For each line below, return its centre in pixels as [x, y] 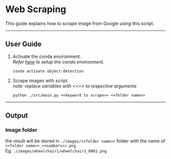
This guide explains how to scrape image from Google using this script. [80, 23]
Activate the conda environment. [47, 56]
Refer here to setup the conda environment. [58, 61]
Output [17, 116]
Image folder [21, 130]
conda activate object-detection [48, 71]
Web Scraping [36, 9]
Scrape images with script [40, 80]
